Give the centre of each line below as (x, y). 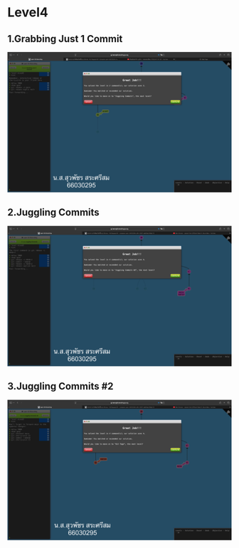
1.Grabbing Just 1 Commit (65, 39)
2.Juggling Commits (53, 212)
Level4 (28, 12)
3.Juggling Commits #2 (60, 386)
